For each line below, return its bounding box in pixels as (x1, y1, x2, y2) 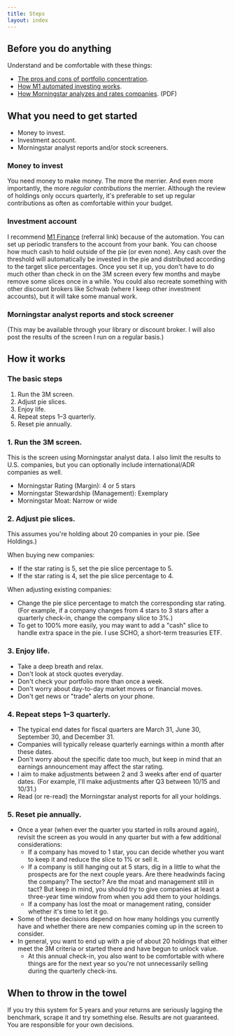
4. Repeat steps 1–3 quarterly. (7, 709, 111, 719)
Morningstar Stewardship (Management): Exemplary (17, 489, 169, 497)
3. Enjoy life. (7, 646, 50, 656)
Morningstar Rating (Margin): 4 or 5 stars (17, 482, 136, 490)
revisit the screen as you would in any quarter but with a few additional (17, 833, 222, 841)
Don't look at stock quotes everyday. (17, 669, 124, 678)
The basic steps (7, 374, 63, 384)
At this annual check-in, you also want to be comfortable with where (27, 952, 225, 960)
